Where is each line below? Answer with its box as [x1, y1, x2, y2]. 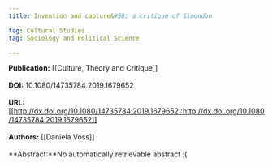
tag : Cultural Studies [8, 26, 85, 35]
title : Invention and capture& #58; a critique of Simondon [8, 11, 213, 20]
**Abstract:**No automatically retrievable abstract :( [8, 149, 188, 159]
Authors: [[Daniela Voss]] [8, 132, 95, 142]
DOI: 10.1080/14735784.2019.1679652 [8, 80, 134, 90]
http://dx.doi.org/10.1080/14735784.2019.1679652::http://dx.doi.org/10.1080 [13, 106, 265, 116]
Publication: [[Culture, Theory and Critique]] [8, 63, 158, 73]
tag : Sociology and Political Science [8, 34, 140, 42]
